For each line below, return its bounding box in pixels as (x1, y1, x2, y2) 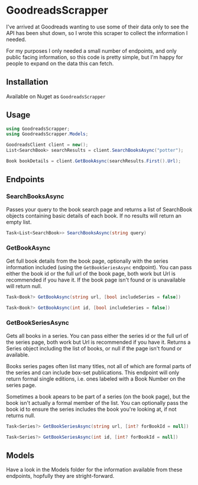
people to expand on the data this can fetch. (6, 60, 114, 67)
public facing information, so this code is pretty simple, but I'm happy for (6, 53, 183, 60)
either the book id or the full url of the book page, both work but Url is (6, 270, 176, 277)
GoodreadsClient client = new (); (6, 142, 89, 148)
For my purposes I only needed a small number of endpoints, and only (6, 47, 177, 54)
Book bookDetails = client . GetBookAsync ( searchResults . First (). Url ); (6, 158, 181, 164)
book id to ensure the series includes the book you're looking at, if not (6, 406, 177, 413)
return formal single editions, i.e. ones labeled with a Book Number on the (6, 375, 186, 382)
